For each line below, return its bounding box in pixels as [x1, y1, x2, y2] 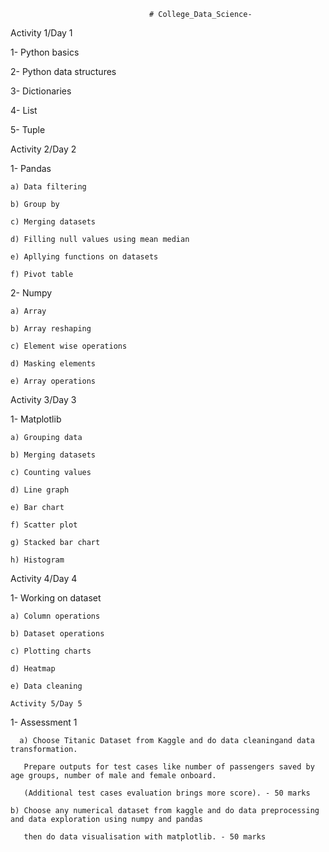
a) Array [10, 306, 47, 316]
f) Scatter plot [10, 520, 78, 530]
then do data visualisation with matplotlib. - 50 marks [23, 832, 267, 842]
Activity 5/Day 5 [10, 699, 83, 709]
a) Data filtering [10, 182, 87, 192]
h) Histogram [10, 555, 65, 565]
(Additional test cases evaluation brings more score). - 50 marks [23, 788, 311, 798]
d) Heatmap [10, 664, 56, 674]
